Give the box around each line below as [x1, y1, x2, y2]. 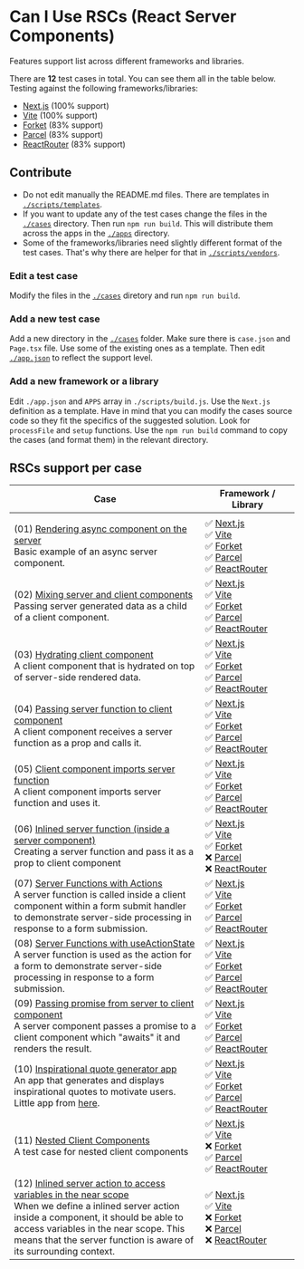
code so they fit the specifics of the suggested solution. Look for [9, 415, 251, 426]
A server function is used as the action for [14, 948, 192, 961]
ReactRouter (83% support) [22, 139, 127, 149]
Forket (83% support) [22, 120, 104, 130]
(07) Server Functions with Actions [14, 877, 163, 889]
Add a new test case [9, 312, 100, 325]
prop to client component [14, 857, 122, 870]
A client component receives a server [14, 726, 173, 738]
